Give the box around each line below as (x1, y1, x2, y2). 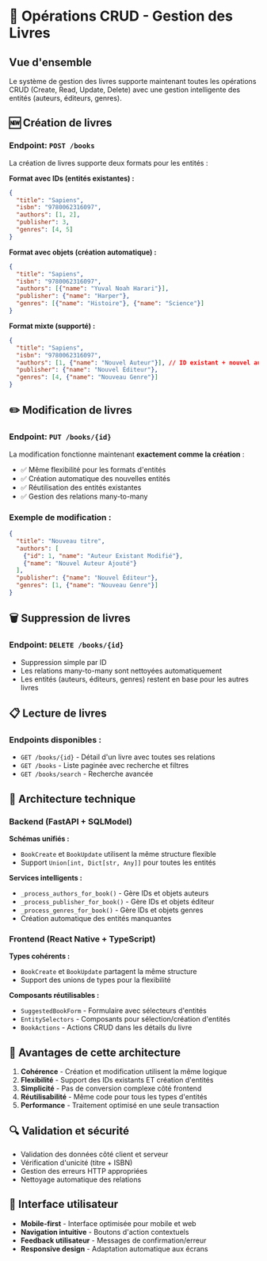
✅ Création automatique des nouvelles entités (20, 473, 171, 483)
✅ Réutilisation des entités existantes (20, 483, 142, 492)
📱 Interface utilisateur (9, 1198, 119, 1211)
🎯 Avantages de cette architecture (9, 1045, 181, 1059)
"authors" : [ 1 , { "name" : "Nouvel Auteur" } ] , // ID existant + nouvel (16, 358, 251, 367)
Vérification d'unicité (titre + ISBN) (20, 1157, 133, 1167)
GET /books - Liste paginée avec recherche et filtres (20, 761, 189, 770)
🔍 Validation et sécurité (9, 1125, 130, 1138)
